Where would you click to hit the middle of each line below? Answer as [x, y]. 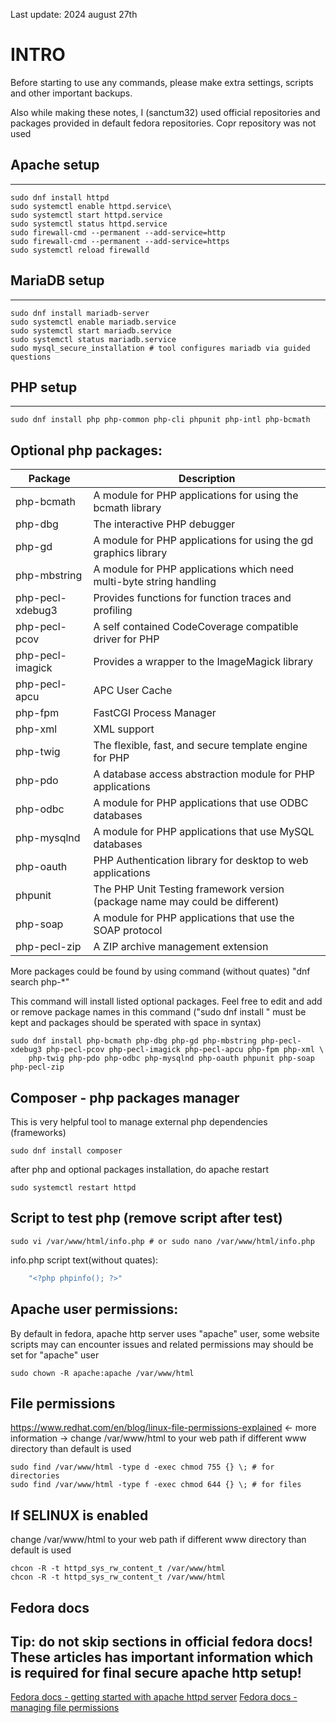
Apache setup [55, 165]
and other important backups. [71, 93]
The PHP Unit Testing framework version [189, 889]
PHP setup [44, 387]
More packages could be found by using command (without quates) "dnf [160, 971]
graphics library [130, 553]
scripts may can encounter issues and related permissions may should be [162, 1344]
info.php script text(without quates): [84, 1260]
